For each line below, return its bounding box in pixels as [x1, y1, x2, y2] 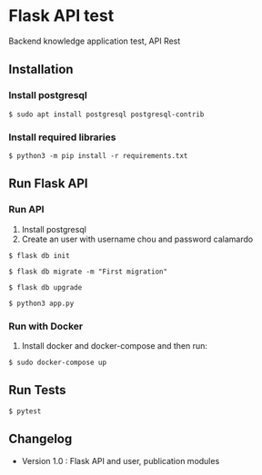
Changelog [8, 431, 73, 447]
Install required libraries [8, 131, 116, 143]
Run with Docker [8, 320, 84, 332]
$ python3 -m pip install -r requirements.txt [8, 151, 188, 160]
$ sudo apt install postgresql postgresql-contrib [8, 110, 205, 119]
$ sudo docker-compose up [8, 358, 106, 367]
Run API [8, 203, 45, 216]
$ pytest [8, 406, 42, 416]
